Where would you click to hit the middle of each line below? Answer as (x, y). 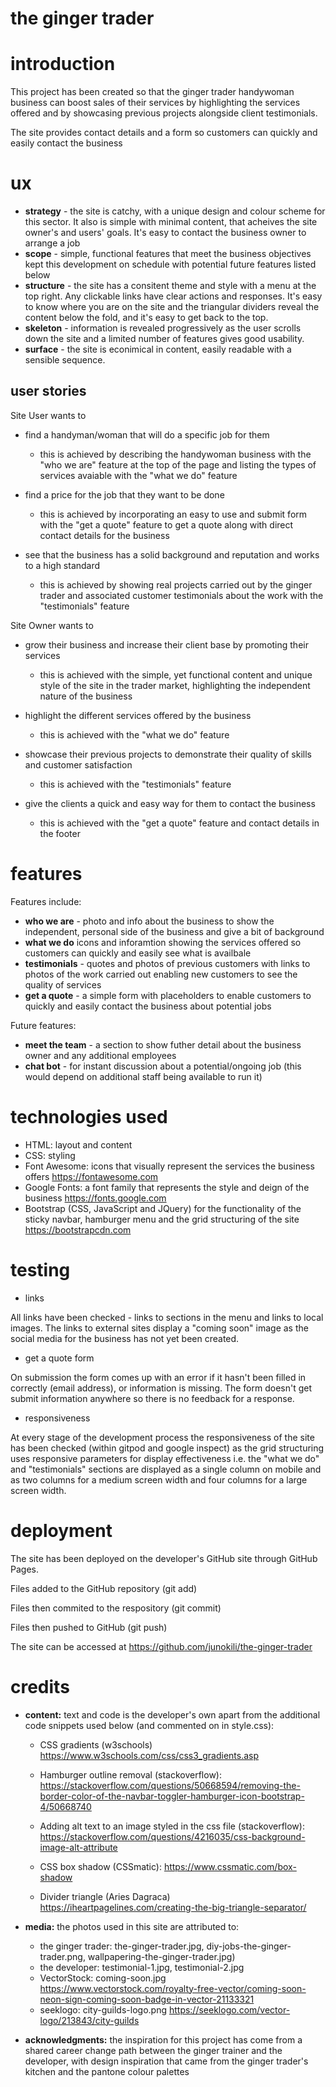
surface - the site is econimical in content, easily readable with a (158, 349)
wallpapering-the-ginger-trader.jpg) (161, 1956)
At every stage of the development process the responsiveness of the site (162, 1437)
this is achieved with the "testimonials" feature (135, 784)
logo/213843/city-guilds (89, 2020)
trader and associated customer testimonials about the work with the (181, 595)
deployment (61, 1530)
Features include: (46, 901)
